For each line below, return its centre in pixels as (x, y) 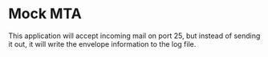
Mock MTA (45, 14)
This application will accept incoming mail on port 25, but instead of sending (134, 36)
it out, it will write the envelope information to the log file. (102, 44)
